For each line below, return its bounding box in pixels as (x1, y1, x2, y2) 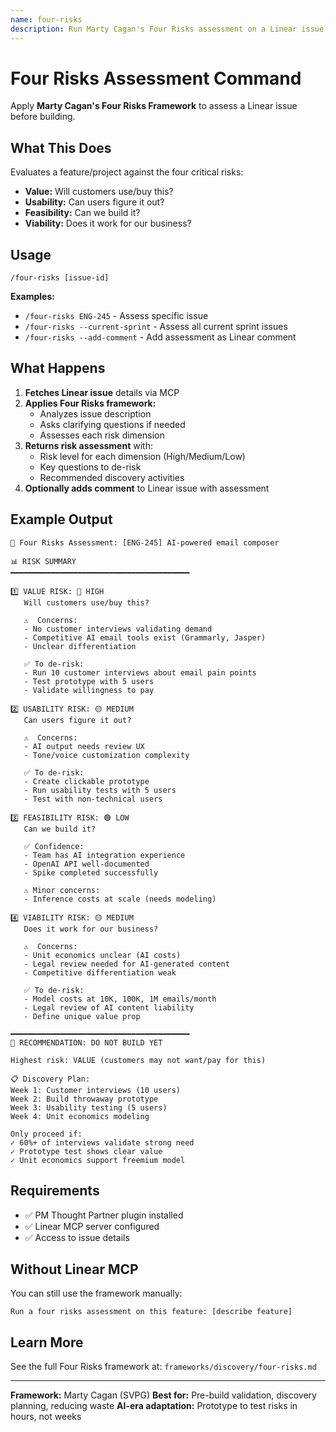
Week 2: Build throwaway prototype (10, 1094, 159, 1104)
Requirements (10, 1182, 100, 1200)
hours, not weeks (10, 1411, 82, 1423)
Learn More (10, 1334, 84, 1351)
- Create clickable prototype (23, 776, 150, 786)
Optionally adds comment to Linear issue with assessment (24, 482, 270, 494)
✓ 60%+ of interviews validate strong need (10, 1137, 195, 1148)
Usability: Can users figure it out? (24, 196, 165, 208)
